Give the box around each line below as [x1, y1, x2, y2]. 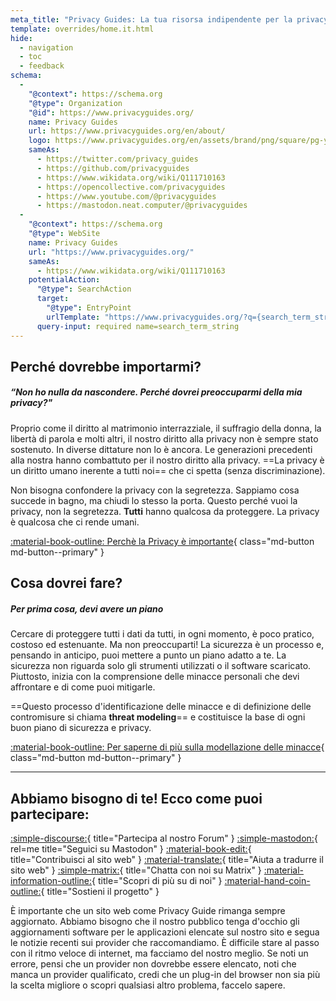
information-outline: [10, 875, 93, 887]
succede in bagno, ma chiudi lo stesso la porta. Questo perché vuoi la [10, 494, 298, 506]
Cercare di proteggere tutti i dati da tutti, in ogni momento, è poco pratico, [10, 628, 315, 640]
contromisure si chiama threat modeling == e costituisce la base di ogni [10, 711, 306, 723]
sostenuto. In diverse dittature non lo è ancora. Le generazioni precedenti [10, 443, 313, 455]
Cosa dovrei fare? [10, 575, 123, 592]
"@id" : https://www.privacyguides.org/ [28, 107, 195, 118]
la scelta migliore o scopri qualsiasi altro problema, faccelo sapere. [10, 979, 286, 991]
